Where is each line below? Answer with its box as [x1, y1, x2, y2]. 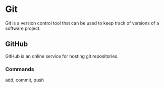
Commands [5, 65, 34, 72]
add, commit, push [5, 77, 44, 83]
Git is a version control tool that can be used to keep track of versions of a [5, 20, 159, 26]
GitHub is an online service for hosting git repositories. [5, 53, 119, 59]
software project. [5, 25, 41, 31]
